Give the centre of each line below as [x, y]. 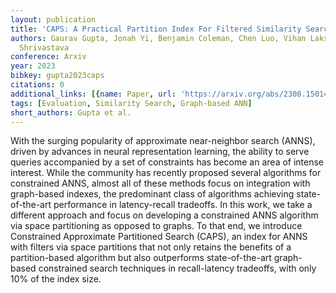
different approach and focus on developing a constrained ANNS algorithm [164, 215]
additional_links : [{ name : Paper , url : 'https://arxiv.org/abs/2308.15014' [171, 94]
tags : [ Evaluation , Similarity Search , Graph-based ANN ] [131, 103]
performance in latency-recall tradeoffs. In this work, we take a [183, 205]
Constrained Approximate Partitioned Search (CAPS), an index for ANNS [159, 237]
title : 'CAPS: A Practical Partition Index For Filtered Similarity [156, 29]
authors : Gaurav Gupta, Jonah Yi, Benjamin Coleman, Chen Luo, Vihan [158, 38]
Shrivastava [44, 47]
